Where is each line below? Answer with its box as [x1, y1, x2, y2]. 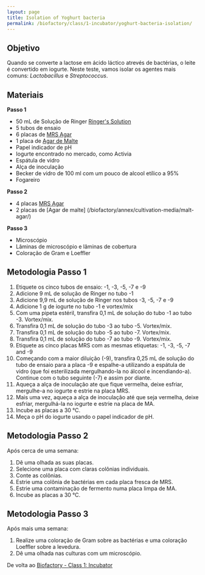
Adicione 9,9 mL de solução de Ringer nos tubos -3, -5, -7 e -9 [15, 296, 174, 303]
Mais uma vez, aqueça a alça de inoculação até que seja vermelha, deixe [15, 393, 199, 400]
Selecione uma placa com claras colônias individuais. [15, 465, 150, 472]
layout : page [7, 9, 40, 15]
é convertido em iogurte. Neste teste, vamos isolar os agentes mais [7, 65, 176, 73]
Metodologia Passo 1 [7, 267, 87, 278]
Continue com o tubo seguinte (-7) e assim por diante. [15, 374, 152, 382]
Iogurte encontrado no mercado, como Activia [15, 150, 132, 157]
